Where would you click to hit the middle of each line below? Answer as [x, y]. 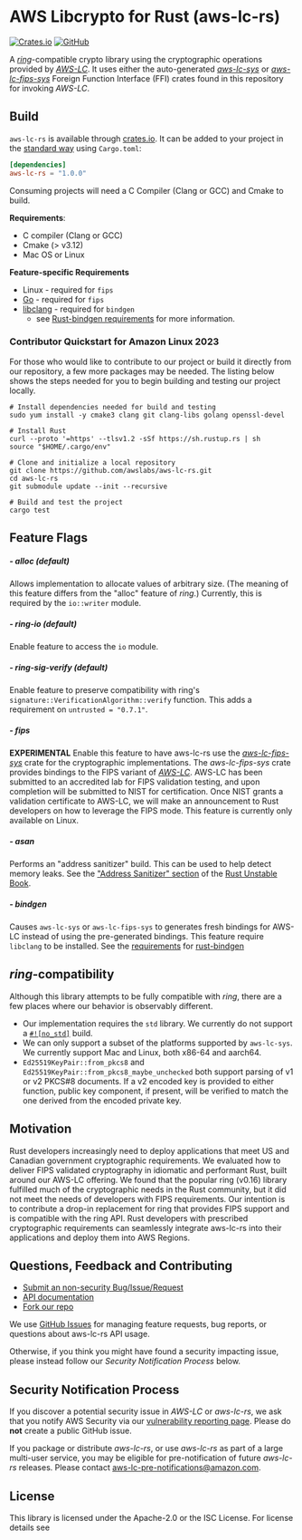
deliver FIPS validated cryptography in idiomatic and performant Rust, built [148, 1169]
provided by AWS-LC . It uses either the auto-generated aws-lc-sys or [139, 69]
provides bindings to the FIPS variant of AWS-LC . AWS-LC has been [136, 773]
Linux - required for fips [68, 289]
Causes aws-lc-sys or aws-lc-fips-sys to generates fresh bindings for [140, 927]
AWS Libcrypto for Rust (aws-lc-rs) [145, 17]
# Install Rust [38, 431]
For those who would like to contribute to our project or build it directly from [151, 361]
